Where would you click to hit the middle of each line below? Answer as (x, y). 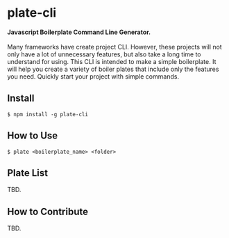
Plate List (28, 173)
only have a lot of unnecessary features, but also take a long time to (104, 54)
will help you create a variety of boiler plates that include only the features (113, 69)
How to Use (33, 136)
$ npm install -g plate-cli (48, 114)
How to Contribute (48, 211)
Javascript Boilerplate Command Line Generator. (79, 32)
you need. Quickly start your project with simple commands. (93, 76)
